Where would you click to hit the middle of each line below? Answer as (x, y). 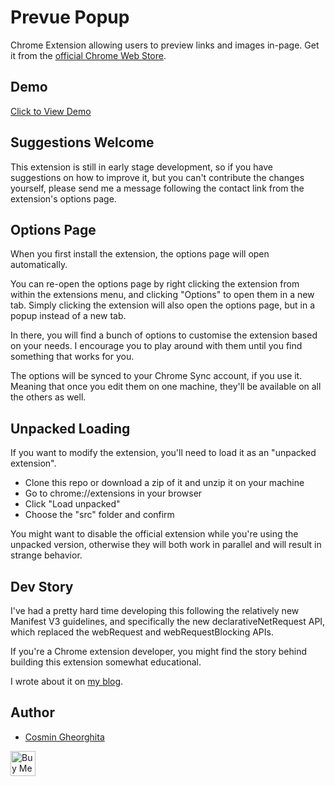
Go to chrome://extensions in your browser (113, 493)
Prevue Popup (70, 17)
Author (32, 712)
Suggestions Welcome (82, 142)
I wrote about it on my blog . (67, 681)
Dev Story (42, 586)
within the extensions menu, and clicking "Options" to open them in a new (162, 295)
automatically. (39, 265)
